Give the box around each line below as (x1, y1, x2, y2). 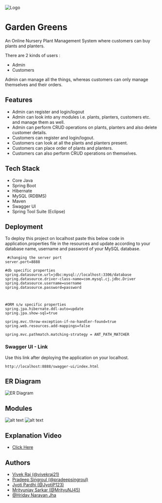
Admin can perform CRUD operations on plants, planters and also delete (12, 124, 157, 130)
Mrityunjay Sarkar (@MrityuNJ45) (12, 487, 80, 493)
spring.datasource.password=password (5, 285, 82, 290)
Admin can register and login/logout (12, 109, 84, 115)
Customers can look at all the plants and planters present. (12, 140, 128, 146)
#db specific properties (5, 268, 55, 273)
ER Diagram (5, 377, 41, 385)
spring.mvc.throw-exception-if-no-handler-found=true (5, 320, 117, 324)
